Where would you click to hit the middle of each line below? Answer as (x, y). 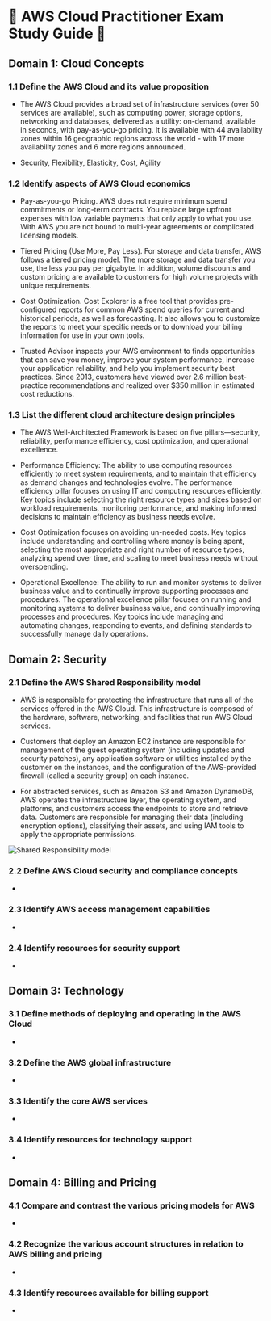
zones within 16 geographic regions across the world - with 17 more (132, 138)
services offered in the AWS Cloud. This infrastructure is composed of (137, 709)
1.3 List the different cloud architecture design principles (122, 415)
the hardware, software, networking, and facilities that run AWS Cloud (136, 717)
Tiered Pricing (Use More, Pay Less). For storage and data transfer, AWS (140, 251)
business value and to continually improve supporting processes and (134, 591)
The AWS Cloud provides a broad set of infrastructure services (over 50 (140, 103)
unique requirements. (55, 285)
